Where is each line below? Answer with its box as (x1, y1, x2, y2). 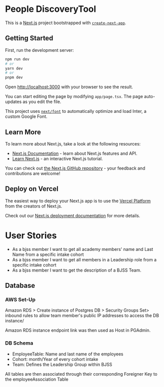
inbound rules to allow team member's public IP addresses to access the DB (5, 313, 160, 318)
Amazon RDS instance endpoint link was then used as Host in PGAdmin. (5, 327, 151, 333)
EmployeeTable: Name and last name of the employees (12, 351, 124, 357)
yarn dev (5, 66, 23, 71)
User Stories (5, 230, 57, 241)
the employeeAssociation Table (5, 376, 69, 382)
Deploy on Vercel (5, 185, 59, 193)
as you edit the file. (23, 99, 61, 105)
